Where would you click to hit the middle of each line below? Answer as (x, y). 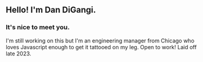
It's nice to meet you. (38, 27)
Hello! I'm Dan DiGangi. (51, 10)
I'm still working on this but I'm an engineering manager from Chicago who (100, 40)
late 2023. (19, 53)
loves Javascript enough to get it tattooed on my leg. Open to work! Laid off (101, 47)
